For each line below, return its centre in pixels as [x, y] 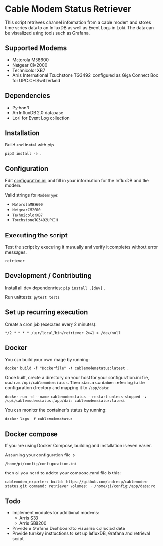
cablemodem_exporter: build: [35, 482]
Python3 [20, 108]
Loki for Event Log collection [41, 118]
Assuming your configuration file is [40, 455]
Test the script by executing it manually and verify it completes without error [81, 247]
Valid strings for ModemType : [32, 195]
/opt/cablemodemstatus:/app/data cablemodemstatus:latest [65, 401]
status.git [16, 486]
